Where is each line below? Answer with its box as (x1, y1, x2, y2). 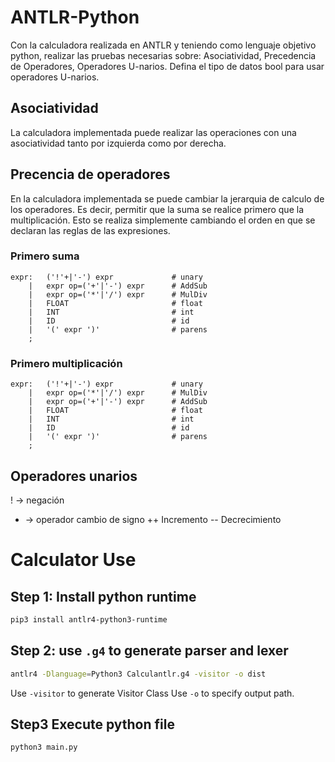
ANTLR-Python (10, 6, 140, 29)
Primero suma (10, 249, 80, 263)
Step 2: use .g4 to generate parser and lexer (10, 642, 289, 660)
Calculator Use (10, 549, 137, 571)
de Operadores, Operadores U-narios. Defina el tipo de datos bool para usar (10, 60, 325, 72)
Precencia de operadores (10, 166, 171, 183)
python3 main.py (10, 742, 78, 753)
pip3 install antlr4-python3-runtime (10, 614, 168, 625)
